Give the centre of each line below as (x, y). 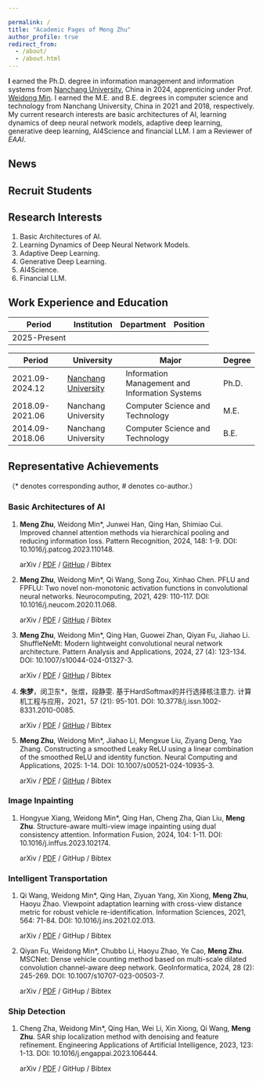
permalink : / (29, 22)
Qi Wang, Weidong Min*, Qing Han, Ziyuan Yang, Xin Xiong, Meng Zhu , (134, 896)
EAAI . (17, 139)
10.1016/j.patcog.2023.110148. (67, 549)
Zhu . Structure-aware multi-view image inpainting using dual (118, 826)
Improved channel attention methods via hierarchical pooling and (124, 532)
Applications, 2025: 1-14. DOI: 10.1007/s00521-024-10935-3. (117, 765)
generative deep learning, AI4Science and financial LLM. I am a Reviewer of (130, 131)
